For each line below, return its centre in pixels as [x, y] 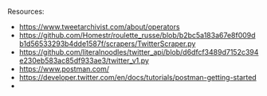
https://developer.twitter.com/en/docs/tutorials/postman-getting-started [137, 77]
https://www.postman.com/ [64, 69]
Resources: [26, 12]
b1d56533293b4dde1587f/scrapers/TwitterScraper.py [107, 44]
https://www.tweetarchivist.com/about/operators [99, 27]
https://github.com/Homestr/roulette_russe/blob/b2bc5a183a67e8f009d [137, 35]
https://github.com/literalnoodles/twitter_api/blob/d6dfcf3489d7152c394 [139, 52]
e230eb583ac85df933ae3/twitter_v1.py [84, 60]
